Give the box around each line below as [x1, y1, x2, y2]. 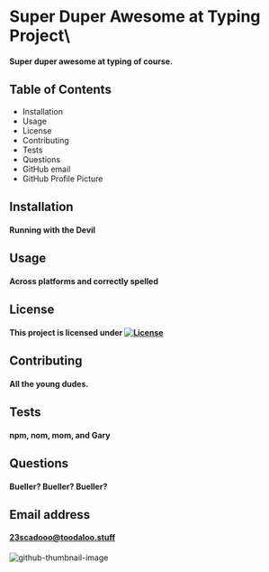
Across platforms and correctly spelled [9, 275, 159, 286]
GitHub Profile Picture [22, 173, 103, 184]
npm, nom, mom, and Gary [9, 429, 111, 440]
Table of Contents [9, 82, 112, 97]
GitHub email [22, 163, 71, 174]
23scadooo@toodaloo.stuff [9, 532, 116, 543]
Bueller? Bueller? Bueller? [9, 481, 108, 492]
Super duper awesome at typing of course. [9, 56, 174, 67]
